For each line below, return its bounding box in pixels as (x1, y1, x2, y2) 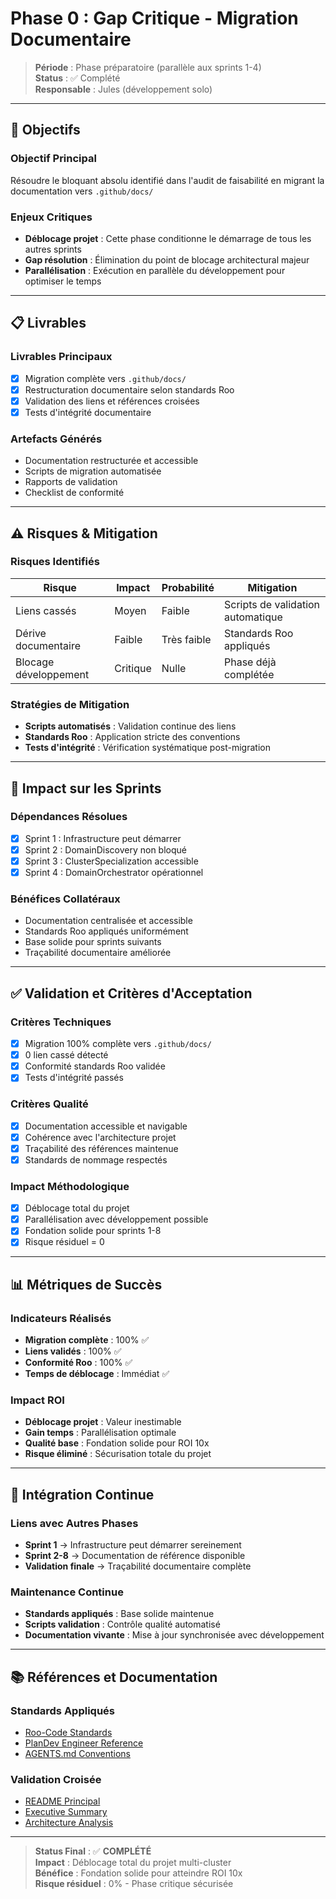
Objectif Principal (10, 152, 97, 166)
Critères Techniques (10, 1015, 112, 1029)
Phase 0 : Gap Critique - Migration (10, 7, 299, 30)
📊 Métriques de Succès (10, 1276, 163, 1293)
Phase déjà (223, 655, 277, 669)
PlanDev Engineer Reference (24, 1737, 144, 1749)
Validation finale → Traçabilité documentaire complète (24, 1560, 252, 1572)
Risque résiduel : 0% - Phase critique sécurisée (34, 1878, 234, 1890)
